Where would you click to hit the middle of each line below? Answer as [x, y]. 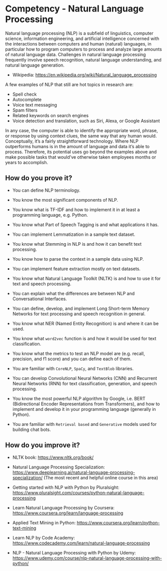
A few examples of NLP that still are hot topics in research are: [69, 84]
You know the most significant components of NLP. [65, 200]
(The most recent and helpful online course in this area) [101, 477]
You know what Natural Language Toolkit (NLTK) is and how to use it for [86, 278]
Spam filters [25, 110]
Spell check [24, 94]
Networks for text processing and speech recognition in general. [79, 314]
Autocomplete [27, 99]
